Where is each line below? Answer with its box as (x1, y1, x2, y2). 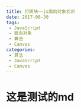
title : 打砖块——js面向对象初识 (6, 8, 75, 15)
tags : (6, 19, 20, 25)
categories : (6, 47, 35, 53)
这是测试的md (6, 90, 74, 103)
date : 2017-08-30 (6, 14, 49, 20)
